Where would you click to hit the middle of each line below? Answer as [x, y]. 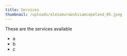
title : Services [22, 10]
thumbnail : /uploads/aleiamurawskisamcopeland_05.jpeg [64, 14]
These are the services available [39, 28]
